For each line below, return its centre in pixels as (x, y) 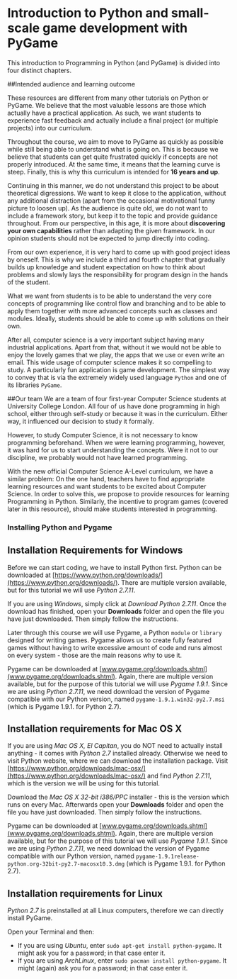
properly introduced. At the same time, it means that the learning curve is (114, 164)
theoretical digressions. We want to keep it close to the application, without (117, 193)
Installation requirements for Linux (85, 894)
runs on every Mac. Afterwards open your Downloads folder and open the (116, 805)
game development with (115, 28)
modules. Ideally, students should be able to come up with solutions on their (118, 318)
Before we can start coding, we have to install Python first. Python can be (114, 567)
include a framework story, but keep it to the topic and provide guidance (112, 216)
